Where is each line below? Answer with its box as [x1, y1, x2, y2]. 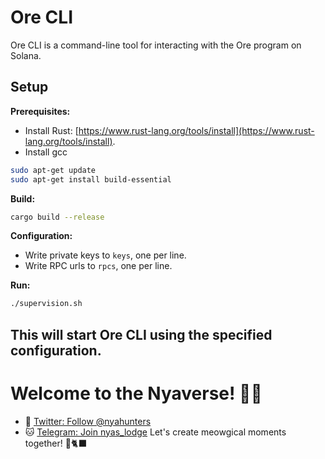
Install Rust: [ [24, 124, 79, 136]
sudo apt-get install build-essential [10, 174, 172, 185]
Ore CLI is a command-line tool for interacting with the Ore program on [10, 39, 302, 51]
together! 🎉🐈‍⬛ [24, 437, 88, 449]
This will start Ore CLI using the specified [10, 326, 273, 343]
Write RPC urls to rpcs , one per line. [24, 260, 173, 272]
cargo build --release [10, 212, 105, 222]
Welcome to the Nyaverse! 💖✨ [10, 382, 263, 405]
